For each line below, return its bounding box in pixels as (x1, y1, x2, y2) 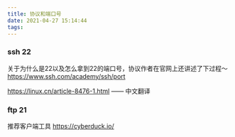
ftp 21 (7, 104, 27, 114)
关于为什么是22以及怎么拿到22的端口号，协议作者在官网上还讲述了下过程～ (7, 64, 229, 72)
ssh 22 (7, 47, 31, 57)
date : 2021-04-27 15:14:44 (7, 17, 87, 24)
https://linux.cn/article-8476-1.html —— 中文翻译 (7, 87, 151, 95)
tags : (7, 23, 23, 31)
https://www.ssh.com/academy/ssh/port (7, 72, 126, 80)
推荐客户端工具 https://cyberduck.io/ (7, 121, 115, 130)
